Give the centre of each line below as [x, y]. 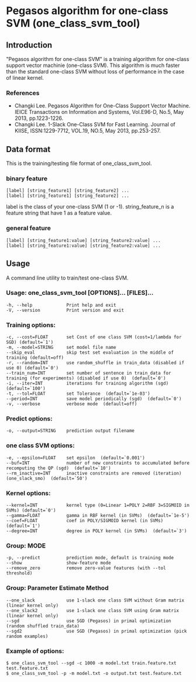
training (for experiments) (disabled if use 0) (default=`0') [86, 378]
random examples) [27, 636]
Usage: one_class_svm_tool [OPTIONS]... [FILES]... [80, 293]
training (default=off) [35, 358]
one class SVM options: [40, 446]
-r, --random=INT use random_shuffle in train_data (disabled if [95, 363]
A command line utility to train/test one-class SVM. [67, 278]
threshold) [19, 573]
